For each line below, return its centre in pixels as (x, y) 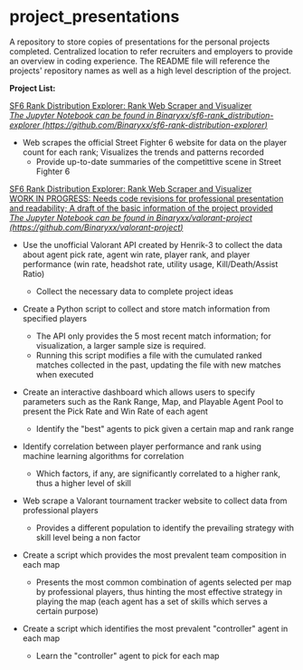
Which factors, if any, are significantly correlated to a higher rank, (158, 474)
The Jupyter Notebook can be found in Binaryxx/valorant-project (131, 217)
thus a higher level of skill (83, 483)
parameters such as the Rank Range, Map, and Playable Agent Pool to (153, 401)
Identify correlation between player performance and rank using (142, 446)
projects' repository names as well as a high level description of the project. (151, 71)
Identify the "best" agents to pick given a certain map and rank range (165, 428)
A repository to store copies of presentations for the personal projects (140, 42)
